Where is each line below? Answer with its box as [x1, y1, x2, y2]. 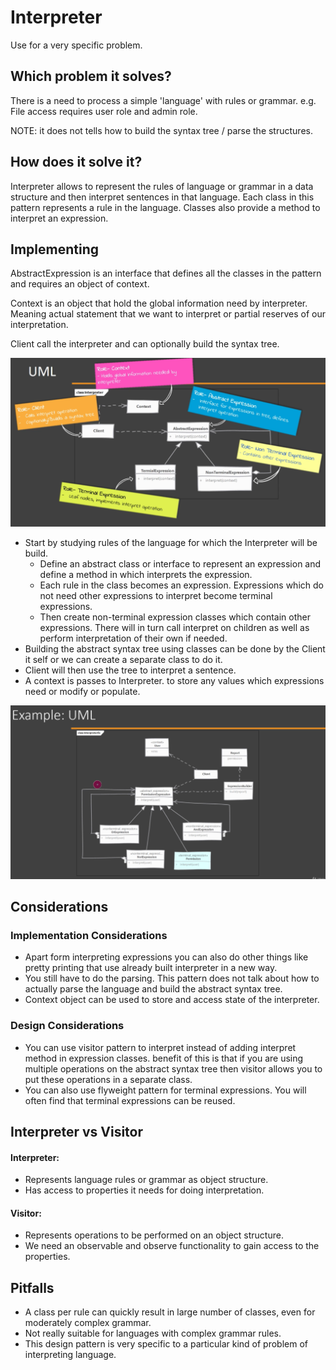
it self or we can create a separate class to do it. [24, 653, 223, 665]
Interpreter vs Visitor [10, 1124, 144, 1141]
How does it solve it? [10, 154, 143, 171]
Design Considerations [10, 1019, 125, 1033]
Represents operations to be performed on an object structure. [24, 1229, 284, 1241]
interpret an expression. [10, 212, 109, 224]
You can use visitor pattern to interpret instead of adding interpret [24, 1041, 297, 1053]
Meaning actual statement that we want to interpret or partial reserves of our [10, 308, 326, 320]
